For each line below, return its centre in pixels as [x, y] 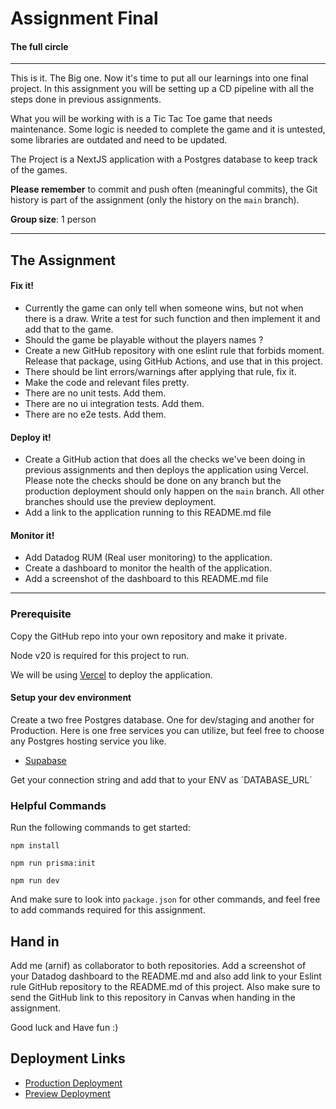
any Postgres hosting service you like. [88, 741]
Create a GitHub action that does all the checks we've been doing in [165, 459]
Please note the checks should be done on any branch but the [153, 481]
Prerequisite [41, 614]
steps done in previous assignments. [86, 99]
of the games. [39, 170]
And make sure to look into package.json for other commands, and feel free [165, 899]
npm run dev [35, 881]
